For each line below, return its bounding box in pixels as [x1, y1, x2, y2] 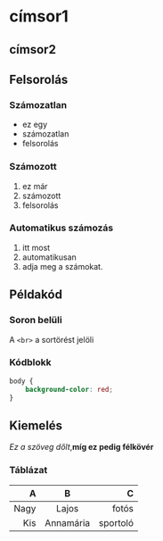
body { [9, 377, 34, 386]
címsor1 [9, 6, 69, 27]
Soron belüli [9, 314, 62, 327]
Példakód [9, 287, 62, 303]
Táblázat [9, 464, 48, 477]
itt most [21, 242, 51, 253]
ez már [21, 180, 48, 191]
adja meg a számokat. [21, 261, 103, 271]
